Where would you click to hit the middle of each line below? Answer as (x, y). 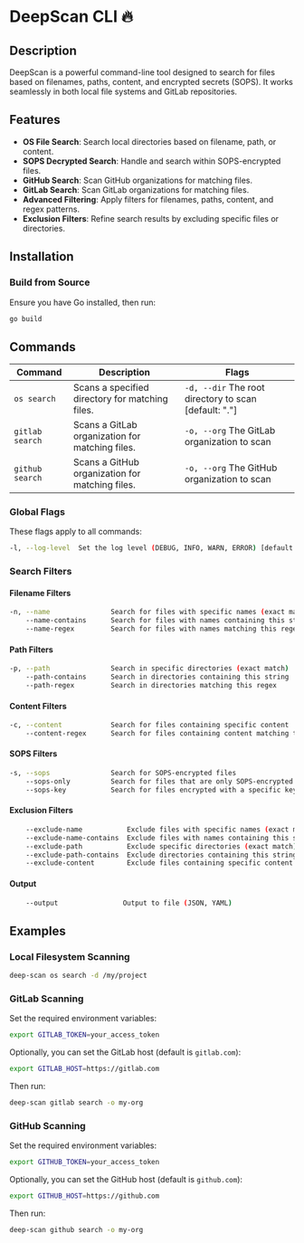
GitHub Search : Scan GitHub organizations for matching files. (138, 180)
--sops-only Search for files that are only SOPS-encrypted (160, 781)
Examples (38, 930)
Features (35, 120)
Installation (42, 256)
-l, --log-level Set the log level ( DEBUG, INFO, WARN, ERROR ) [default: (153, 548)
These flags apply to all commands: (76, 532)
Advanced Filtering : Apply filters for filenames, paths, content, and (148, 199)
